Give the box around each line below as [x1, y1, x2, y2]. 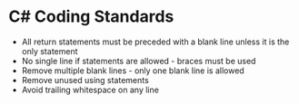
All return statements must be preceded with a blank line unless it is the [21, 36, 290, 47]
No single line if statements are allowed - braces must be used [21, 55, 256, 66]
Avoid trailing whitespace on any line [21, 84, 160, 95]
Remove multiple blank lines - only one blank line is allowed [21, 65, 244, 76]
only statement [21, 45, 78, 56]
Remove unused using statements [21, 74, 149, 85]
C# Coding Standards [8, 6, 174, 27]
